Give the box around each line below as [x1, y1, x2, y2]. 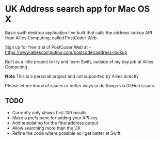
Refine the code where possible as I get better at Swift [12, 130, 121, 136]
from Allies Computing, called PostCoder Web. [5, 35, 98, 41]
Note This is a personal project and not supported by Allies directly [5, 73, 139, 79]
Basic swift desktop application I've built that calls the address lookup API [5, 30, 152, 35]
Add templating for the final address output [12, 120, 98, 125]
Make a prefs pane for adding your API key [12, 115, 98, 121]
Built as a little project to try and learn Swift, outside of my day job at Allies [5, 59, 154, 64]
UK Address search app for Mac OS [5, 3, 150, 15]
